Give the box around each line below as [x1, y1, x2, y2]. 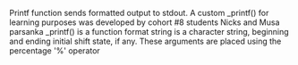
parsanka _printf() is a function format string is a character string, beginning [9, 27, 289, 37]
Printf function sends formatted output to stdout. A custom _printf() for [9, 8, 269, 18]
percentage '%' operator [9, 45, 100, 56]
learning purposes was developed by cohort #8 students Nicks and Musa [9, 17, 280, 28]
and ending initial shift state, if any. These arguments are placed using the [9, 36, 282, 46]
